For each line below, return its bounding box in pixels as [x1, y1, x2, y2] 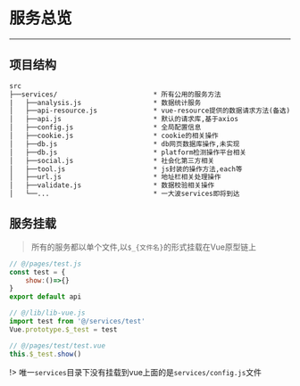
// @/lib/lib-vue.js [9, 308, 87, 317]
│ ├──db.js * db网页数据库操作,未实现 [9, 139, 240, 148]
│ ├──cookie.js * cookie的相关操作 [9, 131, 219, 140]
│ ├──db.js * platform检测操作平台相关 [9, 148, 247, 157]
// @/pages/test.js [9, 259, 82, 268]
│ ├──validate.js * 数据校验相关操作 [9, 181, 215, 190]
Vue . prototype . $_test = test [9, 324, 118, 334]
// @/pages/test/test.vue [9, 341, 105, 350]
